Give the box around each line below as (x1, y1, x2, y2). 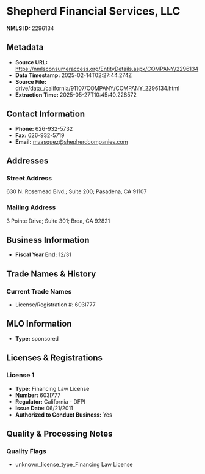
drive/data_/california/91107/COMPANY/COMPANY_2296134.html (15, 84, 180, 92)
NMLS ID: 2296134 (6, 24, 54, 32)
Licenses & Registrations (6, 353, 103, 363)
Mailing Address (6, 203, 56, 212)
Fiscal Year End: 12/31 (15, 251, 71, 258)
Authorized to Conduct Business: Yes (15, 411, 112, 418)
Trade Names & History (6, 268, 96, 279)
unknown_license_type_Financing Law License (15, 461, 133, 468)
